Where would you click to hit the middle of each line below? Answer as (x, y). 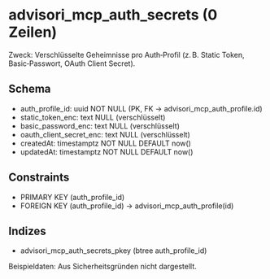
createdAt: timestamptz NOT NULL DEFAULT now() (105, 143)
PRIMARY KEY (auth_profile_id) (72, 197)
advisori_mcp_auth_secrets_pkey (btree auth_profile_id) (113, 251)
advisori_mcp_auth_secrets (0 (113, 15)
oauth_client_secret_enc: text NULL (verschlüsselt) (105, 134)
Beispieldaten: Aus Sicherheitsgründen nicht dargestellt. (102, 267)
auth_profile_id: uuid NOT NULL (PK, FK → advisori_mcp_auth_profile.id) (141, 108)
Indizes (27, 231)
